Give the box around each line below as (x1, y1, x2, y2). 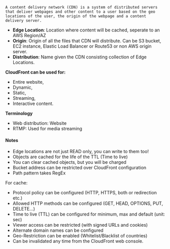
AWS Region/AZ (12, 32, 47, 38)
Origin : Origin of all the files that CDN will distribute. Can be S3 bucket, (12, 38, 161, 44)
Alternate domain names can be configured (12, 227, 104, 233)
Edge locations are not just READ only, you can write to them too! (12, 149, 149, 155)
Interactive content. (12, 100, 54, 106)
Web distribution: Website (12, 120, 67, 126)
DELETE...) (12, 206, 36, 212)
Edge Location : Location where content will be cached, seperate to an (12, 27, 160, 33)
